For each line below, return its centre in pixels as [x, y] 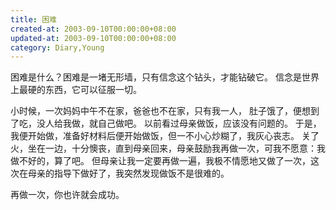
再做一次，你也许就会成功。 [67, 195]
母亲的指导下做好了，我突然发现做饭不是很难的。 [128, 173]
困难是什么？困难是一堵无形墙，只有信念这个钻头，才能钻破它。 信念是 [156, 77]
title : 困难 [33, 19]
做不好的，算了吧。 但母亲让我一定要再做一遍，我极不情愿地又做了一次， [160, 161]
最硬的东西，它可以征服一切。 [80, 90]
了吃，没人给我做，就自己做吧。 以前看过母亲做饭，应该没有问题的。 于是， [166, 123]
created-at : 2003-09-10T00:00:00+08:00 [93, 29]
